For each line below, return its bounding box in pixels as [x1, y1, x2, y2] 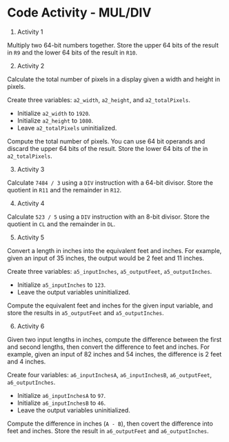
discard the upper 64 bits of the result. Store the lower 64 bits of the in [7, 144, 208, 152]
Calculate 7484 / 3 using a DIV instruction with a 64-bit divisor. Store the [7, 178, 214, 187]
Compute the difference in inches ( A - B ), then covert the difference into [7, 419, 214, 428]
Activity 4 [17, 199, 45, 208]
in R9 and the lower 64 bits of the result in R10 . [7, 48, 138, 57]
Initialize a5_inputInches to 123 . [17, 281, 106, 289]
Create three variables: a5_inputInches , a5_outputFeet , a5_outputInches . [7, 267, 212, 275]
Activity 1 [17, 28, 43, 36]
